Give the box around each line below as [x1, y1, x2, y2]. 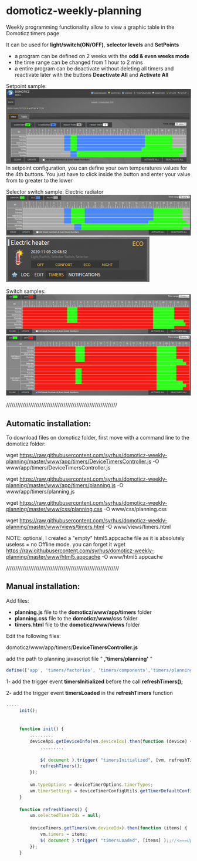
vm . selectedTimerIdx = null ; [29, 813, 101, 819]
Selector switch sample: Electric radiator [6, 188, 104, 195]
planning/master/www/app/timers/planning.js [6, 482, 116, 489]
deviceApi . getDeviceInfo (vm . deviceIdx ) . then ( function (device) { [29, 738, 193, 744]
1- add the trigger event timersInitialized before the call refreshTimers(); [6, 678, 184, 685]
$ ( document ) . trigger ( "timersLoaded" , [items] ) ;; [40, 838, 172, 843]
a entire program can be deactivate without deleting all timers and [14, 65, 174, 72]
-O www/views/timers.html [105, 524, 171, 531]
